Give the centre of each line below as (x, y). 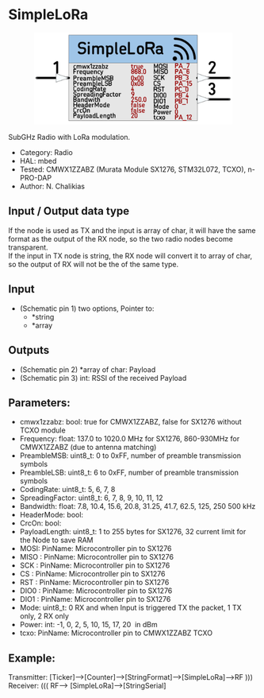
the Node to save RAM (56, 540)
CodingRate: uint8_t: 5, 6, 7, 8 (67, 490)
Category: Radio (46, 153)
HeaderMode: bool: (52, 515)
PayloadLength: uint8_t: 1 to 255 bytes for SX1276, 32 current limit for (133, 532)
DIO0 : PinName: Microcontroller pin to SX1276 (96, 591)
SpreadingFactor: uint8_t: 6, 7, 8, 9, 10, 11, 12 (92, 498)
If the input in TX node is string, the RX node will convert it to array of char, (130, 255)
